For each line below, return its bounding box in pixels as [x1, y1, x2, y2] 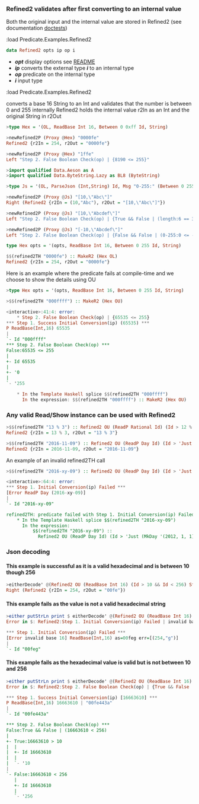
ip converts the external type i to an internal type [14, 65, 134, 72]
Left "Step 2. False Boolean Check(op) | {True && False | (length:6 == [6, 216, 190, 222]
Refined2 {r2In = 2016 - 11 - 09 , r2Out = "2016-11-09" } [6, 446, 139, 452]
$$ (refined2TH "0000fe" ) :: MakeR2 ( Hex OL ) [6, 254, 118, 260]
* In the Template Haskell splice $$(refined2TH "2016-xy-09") [17, 517, 176, 523]
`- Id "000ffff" [6, 337, 46, 343]
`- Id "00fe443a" [6, 711, 49, 717]
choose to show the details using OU [6, 276, 96, 283]
